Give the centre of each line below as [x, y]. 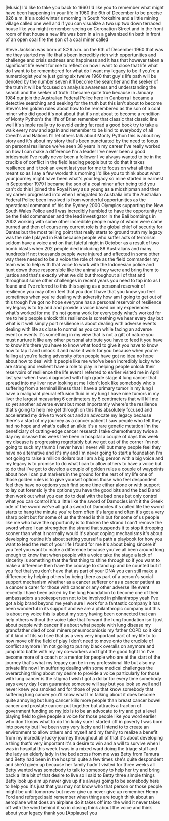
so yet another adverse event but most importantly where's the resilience [81, 404]
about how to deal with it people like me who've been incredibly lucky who [83, 361]
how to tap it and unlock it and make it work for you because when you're [81, 351]
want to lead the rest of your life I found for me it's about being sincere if [81, 544]
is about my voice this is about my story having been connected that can [81, 614]
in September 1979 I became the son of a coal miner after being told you [80, 184]
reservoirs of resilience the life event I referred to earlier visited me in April [82, 372]
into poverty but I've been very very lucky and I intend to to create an [77, 727]
